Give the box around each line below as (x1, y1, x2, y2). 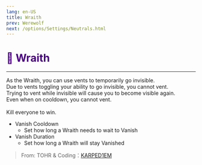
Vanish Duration (14, 133, 55, 140)
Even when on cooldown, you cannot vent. (6, 96, 112, 103)
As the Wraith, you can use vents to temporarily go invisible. (6, 77, 155, 84)
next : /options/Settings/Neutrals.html (6, 25, 106, 32)
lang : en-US (6, 8, 36, 15)
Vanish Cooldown (14, 121, 59, 128)
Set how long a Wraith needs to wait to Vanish (23, 127, 138, 134)
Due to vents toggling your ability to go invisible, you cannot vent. (6, 83, 168, 91)
